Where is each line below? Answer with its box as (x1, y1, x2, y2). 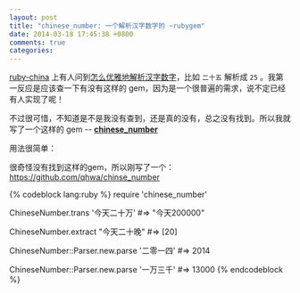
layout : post (9, 12, 58, 22)
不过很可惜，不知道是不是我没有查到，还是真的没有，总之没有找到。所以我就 (9, 113, 291, 124)
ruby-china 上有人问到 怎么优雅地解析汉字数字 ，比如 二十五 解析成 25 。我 (9, 72, 277, 83)
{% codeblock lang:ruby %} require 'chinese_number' (9, 189, 208, 200)
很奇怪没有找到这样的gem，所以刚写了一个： (9, 162, 175, 173)
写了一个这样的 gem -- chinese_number (9, 124, 158, 134)
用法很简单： (9, 143, 56, 154)
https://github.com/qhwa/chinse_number (9, 172, 161, 183)
